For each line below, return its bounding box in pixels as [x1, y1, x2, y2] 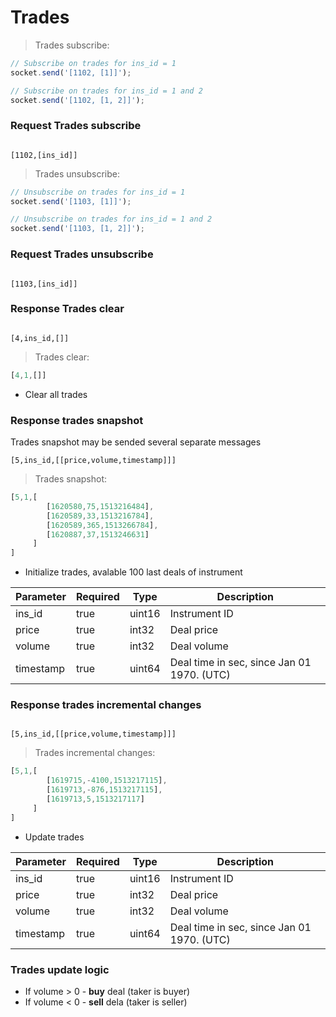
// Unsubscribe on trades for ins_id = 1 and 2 [10, 214, 213, 225]
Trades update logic [10, 962, 110, 976]
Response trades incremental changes [10, 698, 202, 712]
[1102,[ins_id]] [10, 150, 78, 160]
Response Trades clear [10, 302, 125, 316]
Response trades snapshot [10, 413, 144, 427]
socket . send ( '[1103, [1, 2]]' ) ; [10, 224, 145, 234]
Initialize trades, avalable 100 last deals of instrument [24, 566, 243, 578]
